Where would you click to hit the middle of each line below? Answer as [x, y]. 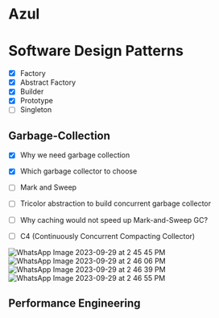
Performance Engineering [74, 303]
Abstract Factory [48, 82]
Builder [32, 92]
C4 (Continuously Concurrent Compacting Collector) [107, 236]
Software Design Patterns [96, 51]
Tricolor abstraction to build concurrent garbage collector [116, 203]
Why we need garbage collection [75, 155]
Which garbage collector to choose [79, 171]
